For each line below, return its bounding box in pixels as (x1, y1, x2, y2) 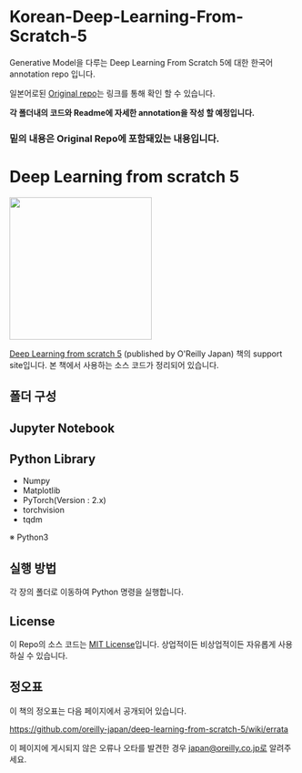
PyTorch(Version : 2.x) (22, 495, 106, 506)
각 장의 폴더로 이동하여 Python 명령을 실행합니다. (9, 586, 185, 598)
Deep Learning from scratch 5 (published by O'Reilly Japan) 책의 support (9, 348, 283, 359)
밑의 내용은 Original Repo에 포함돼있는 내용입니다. (9, 132, 220, 145)
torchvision (22, 504, 65, 516)
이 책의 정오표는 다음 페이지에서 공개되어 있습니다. (9, 705, 187, 716)
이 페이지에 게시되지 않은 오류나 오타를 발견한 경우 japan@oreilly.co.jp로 (9, 742, 267, 753)
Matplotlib (22, 485, 61, 496)
